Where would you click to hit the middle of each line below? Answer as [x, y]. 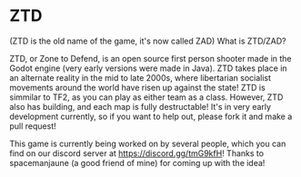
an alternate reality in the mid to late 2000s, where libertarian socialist [140, 77]
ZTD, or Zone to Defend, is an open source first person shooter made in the [151, 58]
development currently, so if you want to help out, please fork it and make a [151, 116]
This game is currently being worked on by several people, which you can [148, 143]
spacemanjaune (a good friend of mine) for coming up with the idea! [137, 162]
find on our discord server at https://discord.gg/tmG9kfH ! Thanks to [137, 153]
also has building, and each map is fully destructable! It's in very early [140, 106]
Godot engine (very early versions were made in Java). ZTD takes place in [149, 68]
